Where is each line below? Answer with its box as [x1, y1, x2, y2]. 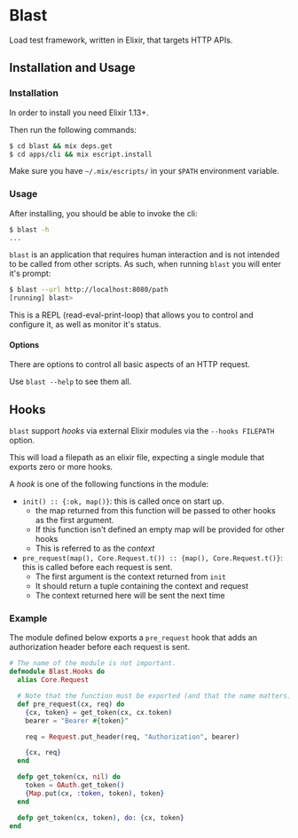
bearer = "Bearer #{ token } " [25, 716, 129, 725]
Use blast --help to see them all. [9, 376, 132, 387]
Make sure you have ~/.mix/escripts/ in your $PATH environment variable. [9, 166, 279, 176]
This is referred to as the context [35, 543, 155, 554]
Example [9, 613, 48, 625]
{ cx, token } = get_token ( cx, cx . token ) [25, 708, 173, 717]
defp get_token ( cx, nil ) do [17, 772, 122, 781]
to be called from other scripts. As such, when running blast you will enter [9, 259, 282, 270]
